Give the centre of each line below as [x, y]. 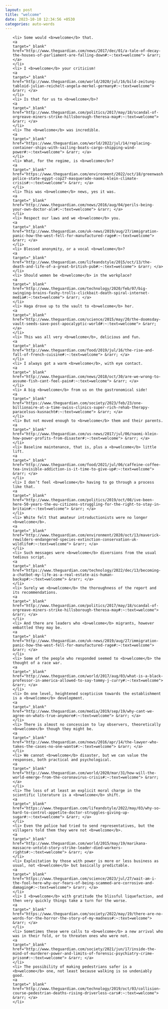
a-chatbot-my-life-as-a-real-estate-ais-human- [63, 575]
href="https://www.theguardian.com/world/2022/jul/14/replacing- [82, 143]
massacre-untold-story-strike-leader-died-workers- [67, 848]
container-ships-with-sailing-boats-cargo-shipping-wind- [74, 148]
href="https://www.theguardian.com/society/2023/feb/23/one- [78, 403]
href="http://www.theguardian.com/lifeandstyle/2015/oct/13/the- [82, 262]
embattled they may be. [37, 628]
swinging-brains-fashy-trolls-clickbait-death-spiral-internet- [81, 293]
